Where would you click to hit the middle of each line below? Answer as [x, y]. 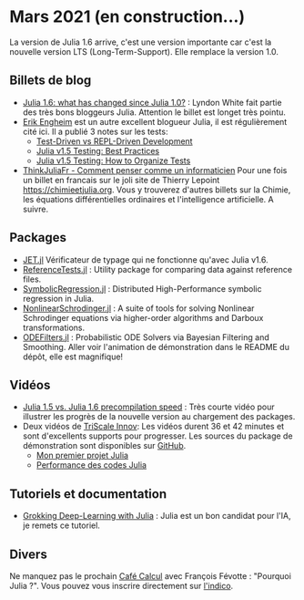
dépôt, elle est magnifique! [73, 357]
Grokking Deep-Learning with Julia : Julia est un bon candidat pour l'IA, [157, 516]
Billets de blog [51, 81]
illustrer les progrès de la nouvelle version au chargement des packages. [159, 417]
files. [32, 279]
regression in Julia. [58, 298]
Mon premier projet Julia [82, 455]
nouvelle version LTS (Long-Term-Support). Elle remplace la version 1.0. [144, 51]
